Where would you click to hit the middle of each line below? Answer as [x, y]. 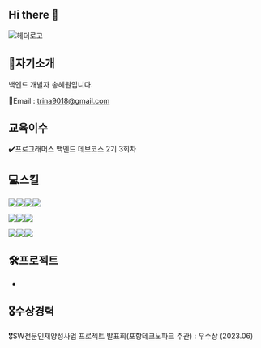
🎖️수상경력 [32, 311]
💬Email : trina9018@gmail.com [59, 100]
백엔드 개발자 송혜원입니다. [51, 84]
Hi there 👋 [34, 15]
